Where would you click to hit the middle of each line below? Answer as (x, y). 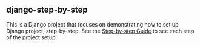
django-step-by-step (47, 10)
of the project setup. (32, 37)
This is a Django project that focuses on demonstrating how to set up (92, 24)
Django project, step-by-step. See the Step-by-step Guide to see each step (100, 31)
